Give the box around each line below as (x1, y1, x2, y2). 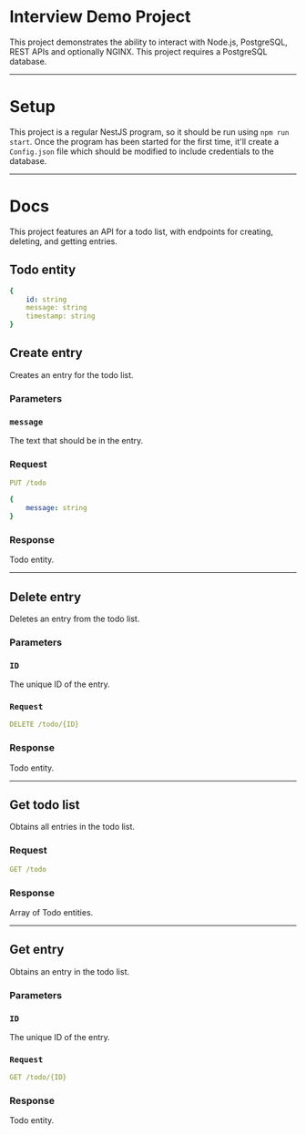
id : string (25, 294, 67, 304)
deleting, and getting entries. (9, 235, 118, 247)
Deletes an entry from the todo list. (9, 613, 140, 624)
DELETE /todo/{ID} (9, 720, 79, 730)
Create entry (9, 345, 84, 361)
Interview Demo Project (9, 6, 191, 27)
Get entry (9, 942, 65, 957)
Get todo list (9, 797, 80, 813)
